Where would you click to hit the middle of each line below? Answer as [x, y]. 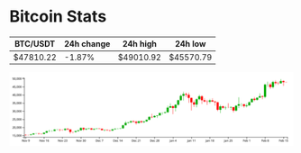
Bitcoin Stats [58, 17]
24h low [190, 44]
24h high [140, 44]
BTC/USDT [35, 44]
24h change [87, 44]
